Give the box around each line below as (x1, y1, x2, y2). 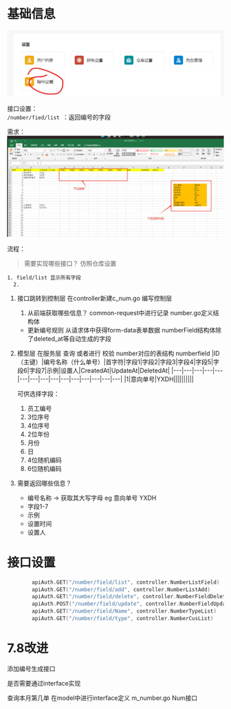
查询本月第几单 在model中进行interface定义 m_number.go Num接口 (7, 693, 198, 702)
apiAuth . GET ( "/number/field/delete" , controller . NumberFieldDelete (32, 593, 229, 600)
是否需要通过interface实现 (7, 679, 81, 687)
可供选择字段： (16, 390, 60, 398)
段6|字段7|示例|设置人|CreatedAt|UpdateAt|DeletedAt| (16, 366, 170, 374)
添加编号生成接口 (7, 664, 56, 673)
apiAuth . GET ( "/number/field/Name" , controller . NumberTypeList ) (32, 608, 217, 615)
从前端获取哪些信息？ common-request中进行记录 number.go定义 (27, 308, 213, 317)
